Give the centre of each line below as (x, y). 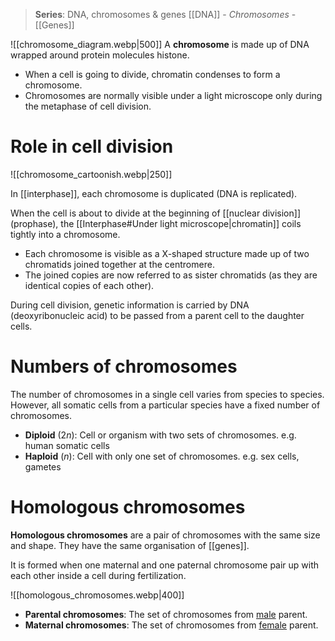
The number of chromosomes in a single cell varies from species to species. (167, 394)
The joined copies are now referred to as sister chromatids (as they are (171, 275)
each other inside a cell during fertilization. (98, 575)
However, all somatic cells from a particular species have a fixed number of (165, 405)
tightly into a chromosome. (65, 234)
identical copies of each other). (89, 285)
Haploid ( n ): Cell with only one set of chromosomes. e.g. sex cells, (162, 456)
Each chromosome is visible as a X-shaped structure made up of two (167, 253)
